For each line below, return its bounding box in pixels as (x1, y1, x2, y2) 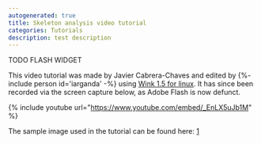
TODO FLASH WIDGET (8, 55, 82, 65)
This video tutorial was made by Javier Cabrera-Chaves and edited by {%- (8, 70, 252, 80)
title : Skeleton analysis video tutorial (8, 19, 147, 27)
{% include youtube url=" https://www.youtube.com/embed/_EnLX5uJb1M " (8, 103, 252, 112)
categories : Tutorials (8, 26, 83, 34)
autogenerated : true (8, 11, 77, 20)
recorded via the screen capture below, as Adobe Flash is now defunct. (8, 88, 241, 97)
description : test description (8, 33, 112, 42)
